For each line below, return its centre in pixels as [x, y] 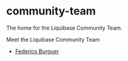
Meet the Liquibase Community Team [53, 39]
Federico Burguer [37, 51]
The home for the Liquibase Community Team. [64, 28]
